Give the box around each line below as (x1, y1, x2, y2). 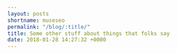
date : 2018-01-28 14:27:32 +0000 (7, 36, 107, 43)
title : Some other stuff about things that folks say (7, 29, 171, 37)
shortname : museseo (7, 17, 65, 24)
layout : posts (7, 10, 50, 18)
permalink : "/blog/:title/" (7, 23, 91, 30)
